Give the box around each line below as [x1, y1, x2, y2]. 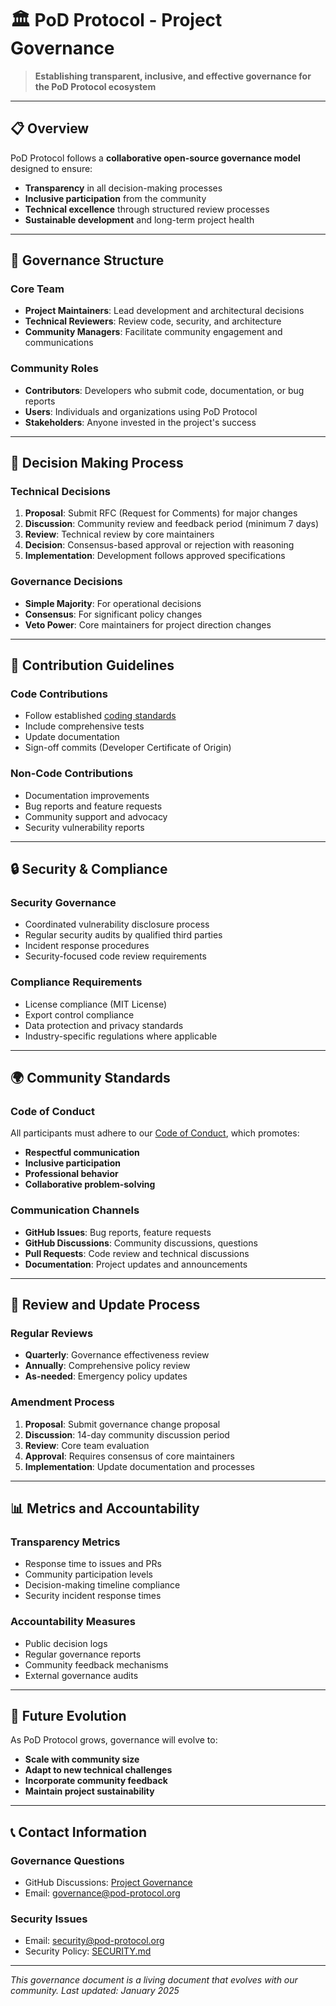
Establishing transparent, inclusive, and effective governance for [34, 70, 312, 82]
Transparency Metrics [10, 1535, 121, 1549]
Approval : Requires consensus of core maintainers [24, 1450, 235, 1462]
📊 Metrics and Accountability [10, 1500, 200, 1517]
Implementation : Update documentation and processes [24, 1460, 255, 1472]
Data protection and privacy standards [24, 1019, 184, 1031]
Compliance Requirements [10, 975, 143, 989]
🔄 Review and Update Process [10, 1297, 201, 1314]
